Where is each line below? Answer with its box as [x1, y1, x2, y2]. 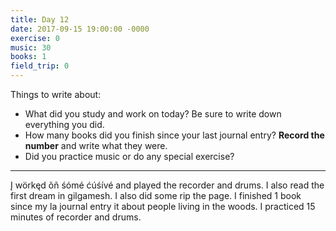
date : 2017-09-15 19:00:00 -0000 [10, 24, 150, 34]
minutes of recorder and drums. [10, 211, 142, 223]
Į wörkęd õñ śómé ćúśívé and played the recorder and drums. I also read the [10, 179, 325, 191]
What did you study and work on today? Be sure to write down [24, 108, 282, 120]
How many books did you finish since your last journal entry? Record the [24, 129, 325, 141]
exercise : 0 [10, 33, 60, 43]
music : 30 [10, 42, 52, 53]
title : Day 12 [10, 14, 70, 25]
